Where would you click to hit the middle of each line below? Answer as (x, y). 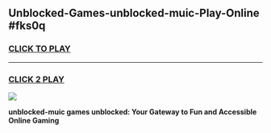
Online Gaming (34, 120)
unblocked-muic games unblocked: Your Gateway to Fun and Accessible (133, 111)
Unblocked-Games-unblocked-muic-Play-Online (134, 13)
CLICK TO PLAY (40, 49)
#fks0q (27, 26)
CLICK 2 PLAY (36, 79)
